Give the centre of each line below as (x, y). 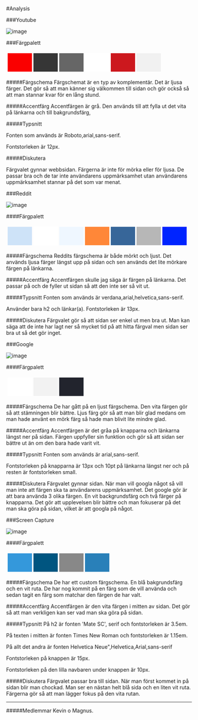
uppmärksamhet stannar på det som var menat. (64, 182)
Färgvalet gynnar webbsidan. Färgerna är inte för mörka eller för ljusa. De (95, 170)
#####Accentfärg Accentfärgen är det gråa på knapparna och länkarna (93, 430)
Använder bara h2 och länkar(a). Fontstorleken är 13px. (73, 309)
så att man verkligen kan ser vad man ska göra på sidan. (75, 612)
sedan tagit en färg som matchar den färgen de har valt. (74, 595)
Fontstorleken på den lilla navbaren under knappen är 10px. (78, 670)
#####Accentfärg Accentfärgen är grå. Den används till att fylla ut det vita (96, 106)
